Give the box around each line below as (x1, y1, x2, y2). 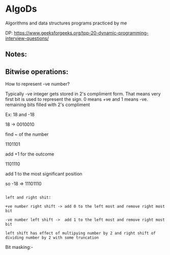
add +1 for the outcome (5, 151, 54, 157)
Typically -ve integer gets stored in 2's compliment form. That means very (5, 91, 161, 97)
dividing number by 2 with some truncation (5, 235, 99, 240)
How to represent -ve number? (5, 81, 70, 87)
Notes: (5, 50, 27, 59)
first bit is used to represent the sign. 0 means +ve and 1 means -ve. (5, 96, 149, 103)
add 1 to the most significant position (5, 171, 82, 177)
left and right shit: (5, 195, 51, 200)
